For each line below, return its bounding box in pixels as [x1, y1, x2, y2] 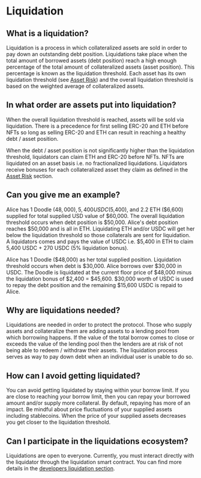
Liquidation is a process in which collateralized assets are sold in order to [6, 44, 187, 51]
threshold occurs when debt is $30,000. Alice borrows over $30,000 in [6, 262, 182, 269]
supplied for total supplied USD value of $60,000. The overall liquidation [6, 212, 185, 219]
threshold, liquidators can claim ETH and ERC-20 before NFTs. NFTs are [6, 153, 184, 160]
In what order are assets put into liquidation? [6, 100, 177, 110]
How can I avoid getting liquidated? [6, 370, 141, 380]
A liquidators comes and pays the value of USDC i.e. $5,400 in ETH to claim [6, 238, 194, 245]
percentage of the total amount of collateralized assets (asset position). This [6, 63, 195, 70]
